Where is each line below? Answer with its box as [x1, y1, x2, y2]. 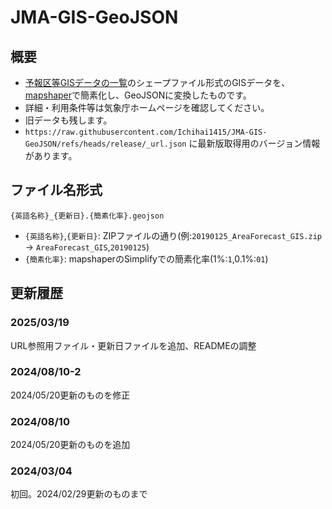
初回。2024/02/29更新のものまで [10, 488, 148, 500]
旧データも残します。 [24, 114, 113, 126]
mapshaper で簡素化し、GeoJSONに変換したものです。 [24, 89, 252, 101]
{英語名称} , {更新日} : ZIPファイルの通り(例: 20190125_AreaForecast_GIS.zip [24, 229, 322, 241]
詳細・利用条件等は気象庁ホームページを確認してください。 [24, 102, 270, 113]
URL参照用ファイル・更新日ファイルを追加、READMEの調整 [10, 339, 257, 351]
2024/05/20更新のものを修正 [10, 389, 131, 401]
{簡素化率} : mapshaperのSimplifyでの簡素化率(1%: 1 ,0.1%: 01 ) [24, 252, 269, 265]
